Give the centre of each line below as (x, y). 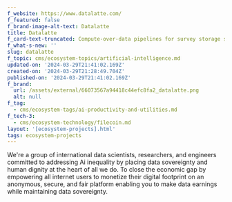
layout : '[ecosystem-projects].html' (61, 129)
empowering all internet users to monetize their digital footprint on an (106, 177)
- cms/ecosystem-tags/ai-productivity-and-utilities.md (95, 110)
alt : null (27, 97)
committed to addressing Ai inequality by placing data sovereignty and (108, 162)
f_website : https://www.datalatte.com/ (65, 13)
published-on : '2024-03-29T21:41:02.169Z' (69, 78)
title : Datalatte (32, 33)
